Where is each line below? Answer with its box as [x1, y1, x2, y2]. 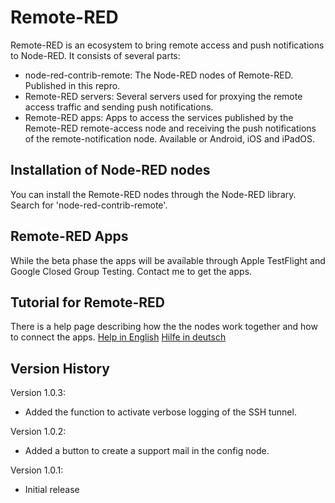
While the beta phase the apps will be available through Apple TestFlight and [10, 254, 326, 266]
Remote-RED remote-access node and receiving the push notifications [24, 122, 317, 134]
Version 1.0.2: [10, 426, 67, 438]
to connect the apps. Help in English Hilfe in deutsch [10, 331, 227, 343]
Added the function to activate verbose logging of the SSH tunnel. [24, 406, 297, 418]
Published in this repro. [24, 79, 121, 91]
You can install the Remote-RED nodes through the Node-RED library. [10, 188, 297, 200]
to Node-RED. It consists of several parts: [10, 49, 181, 61]
